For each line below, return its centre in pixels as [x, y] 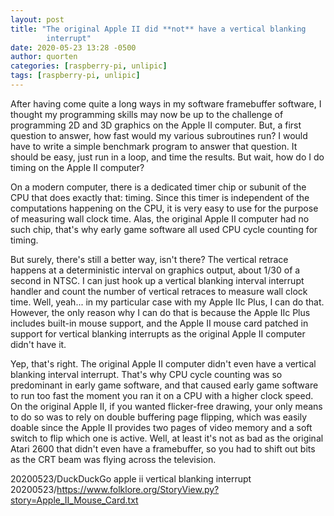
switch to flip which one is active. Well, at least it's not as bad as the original [167, 438]
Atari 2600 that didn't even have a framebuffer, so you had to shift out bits [163, 448]
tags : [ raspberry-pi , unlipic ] [75, 76]
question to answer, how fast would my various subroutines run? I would [159, 135]
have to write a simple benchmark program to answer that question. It [154, 146]
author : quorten [44, 57]
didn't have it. [38, 344]
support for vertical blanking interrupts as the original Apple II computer [158, 333]
